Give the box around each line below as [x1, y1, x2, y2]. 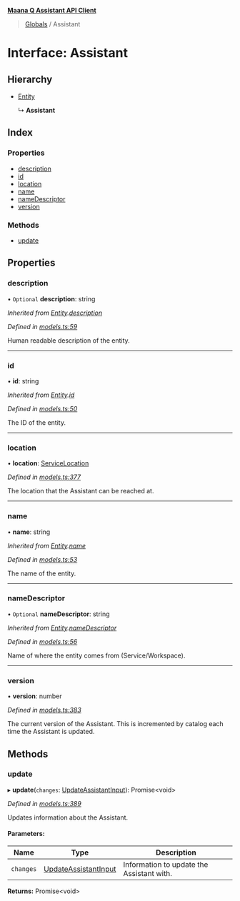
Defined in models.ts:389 [7, 799, 82, 807]
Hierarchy [7, 73, 53, 85]
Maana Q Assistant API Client [7, 6, 96, 14]
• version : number [7, 692, 62, 700]
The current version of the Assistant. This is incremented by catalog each [7, 720, 224, 728]
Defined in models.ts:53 [7, 555, 78, 563]
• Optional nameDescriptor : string [7, 610, 110, 618]
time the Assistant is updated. [7, 728, 95, 736]
